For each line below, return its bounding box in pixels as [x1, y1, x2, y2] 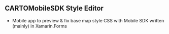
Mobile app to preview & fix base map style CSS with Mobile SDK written [12, 17, 164, 23]
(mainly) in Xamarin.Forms [12, 23, 67, 29]
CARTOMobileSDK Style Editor [5, 4, 104, 13]
